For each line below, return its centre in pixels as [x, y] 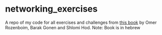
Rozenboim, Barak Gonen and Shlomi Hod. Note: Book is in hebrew [73, 27]
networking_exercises [51, 9]
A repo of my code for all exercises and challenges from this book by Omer [81, 22]
